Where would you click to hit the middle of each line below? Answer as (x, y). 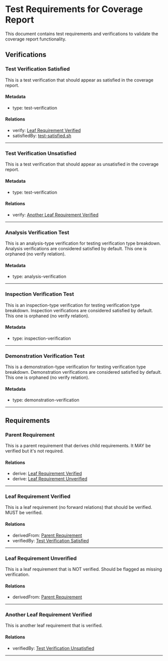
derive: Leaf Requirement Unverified (50, 479)
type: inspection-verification (41, 338)
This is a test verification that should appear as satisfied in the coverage (79, 80)
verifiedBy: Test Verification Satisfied (50, 540)
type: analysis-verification (39, 277)
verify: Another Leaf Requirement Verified (55, 215)
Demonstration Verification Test (45, 356)
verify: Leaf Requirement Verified (46, 131)
